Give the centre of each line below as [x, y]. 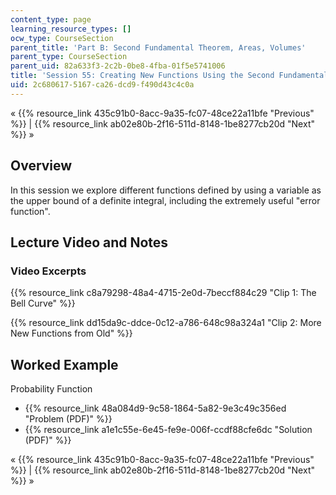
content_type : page [51, 19]
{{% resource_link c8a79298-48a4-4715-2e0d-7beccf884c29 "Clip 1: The [163, 293]
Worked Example [64, 364]
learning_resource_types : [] [71, 29]
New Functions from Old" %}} [71, 333]
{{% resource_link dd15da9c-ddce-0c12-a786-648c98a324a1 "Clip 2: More [166, 323]
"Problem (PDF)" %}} [68, 419]
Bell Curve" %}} [43, 303]
